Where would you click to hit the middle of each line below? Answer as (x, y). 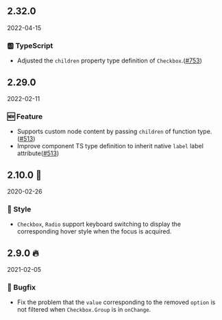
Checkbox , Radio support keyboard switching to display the (99, 224)
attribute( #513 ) (38, 153)
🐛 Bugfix (22, 288)
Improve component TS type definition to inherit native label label (110, 146)
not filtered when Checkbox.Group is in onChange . (84, 310)
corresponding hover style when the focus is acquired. (94, 231)
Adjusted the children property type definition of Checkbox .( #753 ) (109, 60)
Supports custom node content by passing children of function (107, 132)
